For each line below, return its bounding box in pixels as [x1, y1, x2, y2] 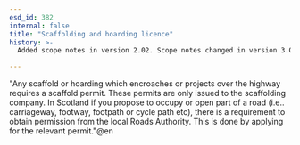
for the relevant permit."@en [9, 125, 114, 136]
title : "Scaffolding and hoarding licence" [9, 29, 174, 38]
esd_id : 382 [9, 12, 54, 22]
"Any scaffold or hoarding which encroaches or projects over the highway [9, 78, 281, 89]
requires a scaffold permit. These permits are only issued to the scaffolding [9, 88, 287, 99]
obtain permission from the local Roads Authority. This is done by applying [9, 117, 284, 127]
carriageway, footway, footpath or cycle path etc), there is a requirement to [9, 107, 286, 117]
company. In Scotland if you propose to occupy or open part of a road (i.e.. [9, 97, 285, 108]
